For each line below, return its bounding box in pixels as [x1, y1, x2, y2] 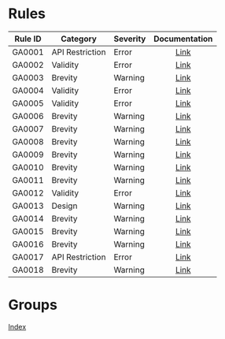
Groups [8, 296, 57, 314]
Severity [113, 33, 146, 44]
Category [60, 33, 97, 44]
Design [51, 200, 78, 211]
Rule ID [14, 33, 42, 44]
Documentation [153, 33, 213, 44]
